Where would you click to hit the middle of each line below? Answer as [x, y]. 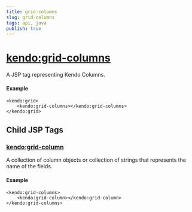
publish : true [24, 28]
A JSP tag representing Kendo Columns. [56, 75]
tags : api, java [26, 23]
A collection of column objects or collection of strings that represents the [96, 160]
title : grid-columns [32, 12]
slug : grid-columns [31, 17]
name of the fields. [29, 166]
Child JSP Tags [35, 130]
